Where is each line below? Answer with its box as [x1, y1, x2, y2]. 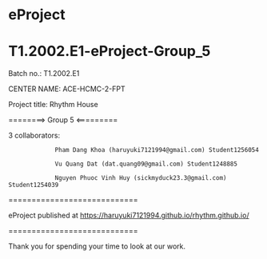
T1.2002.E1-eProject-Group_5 [8, 42, 211, 61]
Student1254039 [8, 181, 59, 189]
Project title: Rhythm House [8, 100, 98, 110]
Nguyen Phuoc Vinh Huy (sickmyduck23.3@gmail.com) [54, 174, 227, 182]
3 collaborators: [8, 130, 61, 141]
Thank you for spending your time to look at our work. [8, 241, 186, 251]
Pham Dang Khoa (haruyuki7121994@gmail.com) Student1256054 [54, 146, 260, 154]
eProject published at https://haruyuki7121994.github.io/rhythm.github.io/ [8, 210, 249, 221]
